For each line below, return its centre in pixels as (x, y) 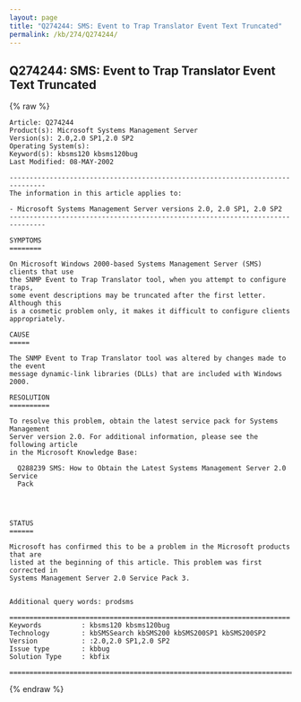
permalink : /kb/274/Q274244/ (64, 34)
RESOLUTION (30, 398)
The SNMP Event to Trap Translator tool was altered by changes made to (148, 359)
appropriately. (38, 320)
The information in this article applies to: (95, 194)
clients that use (42, 272)
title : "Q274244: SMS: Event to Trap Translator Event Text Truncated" (146, 26)
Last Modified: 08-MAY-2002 (62, 162)
